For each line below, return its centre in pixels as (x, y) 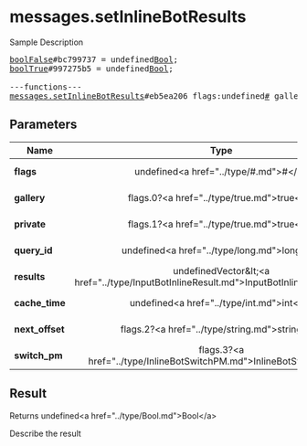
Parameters (43, 125)
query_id (33, 250)
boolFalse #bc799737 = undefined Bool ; (94, 59)
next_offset (40, 329)
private (30, 224)
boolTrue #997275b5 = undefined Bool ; (91, 69)
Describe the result (46, 433)
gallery (30, 197)
